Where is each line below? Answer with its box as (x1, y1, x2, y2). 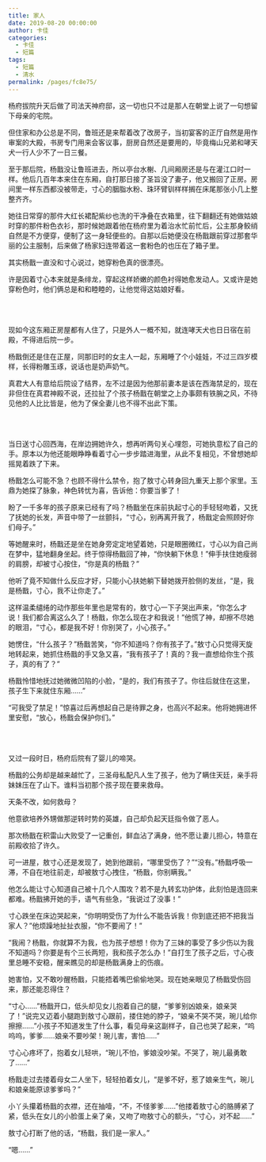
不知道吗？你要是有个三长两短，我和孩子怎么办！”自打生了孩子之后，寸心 (8, 947, 248, 957)
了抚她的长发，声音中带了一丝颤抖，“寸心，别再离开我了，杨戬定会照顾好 (8, 512, 248, 522)
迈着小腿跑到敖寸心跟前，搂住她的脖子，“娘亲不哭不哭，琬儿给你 (46, 1011, 257, 1020)
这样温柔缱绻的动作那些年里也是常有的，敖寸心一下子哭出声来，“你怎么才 (8, 602, 248, 612)
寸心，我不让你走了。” (35, 585, 105, 595)
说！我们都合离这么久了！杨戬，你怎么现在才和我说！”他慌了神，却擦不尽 (8, 612, 248, 622)
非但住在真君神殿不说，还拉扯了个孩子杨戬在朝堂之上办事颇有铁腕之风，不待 (8, 388, 258, 397)
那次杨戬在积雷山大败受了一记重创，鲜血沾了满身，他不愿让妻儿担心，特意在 (8, 830, 258, 840)
